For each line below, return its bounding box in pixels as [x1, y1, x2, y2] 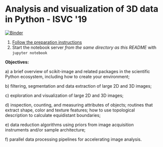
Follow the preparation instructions [12, 39, 82, 45]
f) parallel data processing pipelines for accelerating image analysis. [5, 136, 142, 142]
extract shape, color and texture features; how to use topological [5, 107, 135, 113]
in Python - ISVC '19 [5, 14, 87, 25]
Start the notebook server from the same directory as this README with [12, 44, 157, 50]
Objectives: [5, 59, 29, 65]
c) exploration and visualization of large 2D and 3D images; [5, 92, 124, 98]
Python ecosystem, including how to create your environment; [5, 73, 130, 79]
